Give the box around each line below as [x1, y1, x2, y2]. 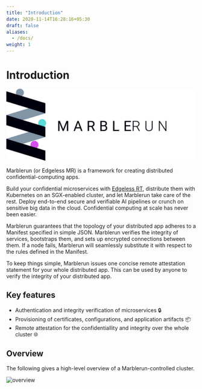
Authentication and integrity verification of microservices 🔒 [14, 306, 162, 313]
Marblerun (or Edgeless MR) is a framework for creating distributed [6, 167, 173, 174]
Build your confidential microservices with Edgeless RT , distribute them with [6, 185, 195, 192]
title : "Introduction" [6, 10, 63, 16]
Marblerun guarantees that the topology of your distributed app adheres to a [6, 222, 196, 230]
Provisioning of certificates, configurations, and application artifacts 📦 [14, 315, 192, 323]
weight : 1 [6, 42, 31, 48]
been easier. [6, 210, 37, 217]
